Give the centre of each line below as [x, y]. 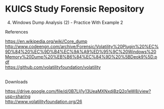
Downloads [16, 82]
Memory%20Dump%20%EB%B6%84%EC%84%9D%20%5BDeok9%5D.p [81, 56]
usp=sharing [18, 96]
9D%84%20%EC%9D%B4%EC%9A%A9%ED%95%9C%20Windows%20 [81, 52]
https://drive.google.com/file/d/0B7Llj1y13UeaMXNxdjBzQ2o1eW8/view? [78, 91]
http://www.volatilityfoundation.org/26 [44, 101]
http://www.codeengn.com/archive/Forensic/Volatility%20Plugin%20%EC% [82, 46]
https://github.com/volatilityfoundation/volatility [53, 67]
